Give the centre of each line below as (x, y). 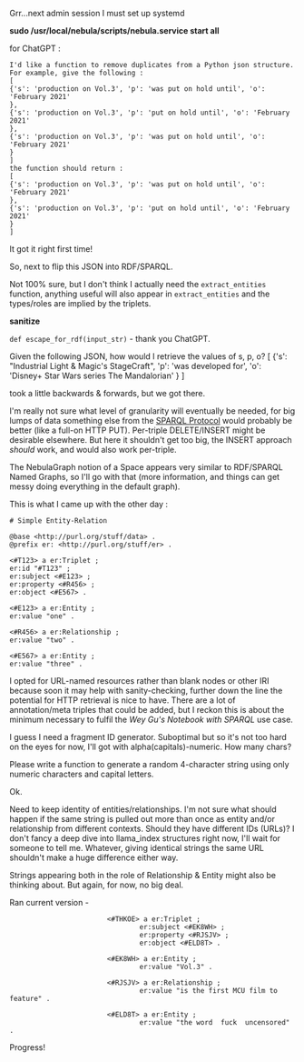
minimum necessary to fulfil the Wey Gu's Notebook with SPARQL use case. (151, 719)
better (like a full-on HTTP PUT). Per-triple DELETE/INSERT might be (137, 430)
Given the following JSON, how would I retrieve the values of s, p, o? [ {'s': (148, 356)
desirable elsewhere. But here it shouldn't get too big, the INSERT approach (151, 440)
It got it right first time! (51, 249)
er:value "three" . (46, 664)
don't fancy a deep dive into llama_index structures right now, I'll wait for (145, 838)
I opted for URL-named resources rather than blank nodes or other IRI (139, 681)
